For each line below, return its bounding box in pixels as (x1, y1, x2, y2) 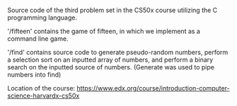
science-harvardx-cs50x (7, 91, 80, 100)
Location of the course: (7, 84, 76, 92)
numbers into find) (7, 70, 62, 79)
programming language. (7, 13, 78, 22)
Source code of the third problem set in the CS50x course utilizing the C (7, 6, 218, 14)
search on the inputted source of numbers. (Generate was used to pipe (7, 63, 214, 71)
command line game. (7, 34, 69, 43)
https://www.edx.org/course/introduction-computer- (76, 84, 230, 92)
